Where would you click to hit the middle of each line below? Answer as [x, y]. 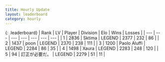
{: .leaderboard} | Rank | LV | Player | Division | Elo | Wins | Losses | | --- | [80, 33]
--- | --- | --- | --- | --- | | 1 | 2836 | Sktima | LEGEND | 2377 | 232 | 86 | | [85, 38]
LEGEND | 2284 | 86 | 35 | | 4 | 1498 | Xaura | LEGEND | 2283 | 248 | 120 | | [82, 48]
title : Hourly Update [27, 10]
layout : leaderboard [27, 14]
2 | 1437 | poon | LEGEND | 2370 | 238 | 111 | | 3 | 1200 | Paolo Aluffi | [75, 43]
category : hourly [23, 19]
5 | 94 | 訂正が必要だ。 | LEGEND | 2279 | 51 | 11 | [55, 54]
